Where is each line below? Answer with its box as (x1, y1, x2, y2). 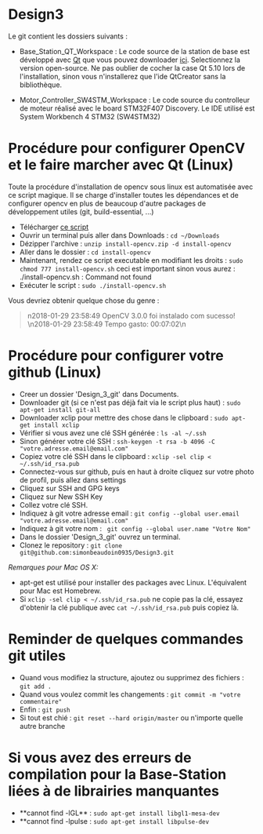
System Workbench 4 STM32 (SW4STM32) (19, 111, 160, 121)
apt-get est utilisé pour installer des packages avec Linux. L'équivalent (19, 577, 247, 587)
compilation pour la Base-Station (8, 765, 227, 783)
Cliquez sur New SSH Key (19, 492, 103, 501)
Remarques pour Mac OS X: (8, 563, 99, 572)
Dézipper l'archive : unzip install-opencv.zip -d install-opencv (19, 239, 232, 248)
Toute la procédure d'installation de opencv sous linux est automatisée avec (8, 182, 254, 191)
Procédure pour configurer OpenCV (8, 140, 246, 158)
